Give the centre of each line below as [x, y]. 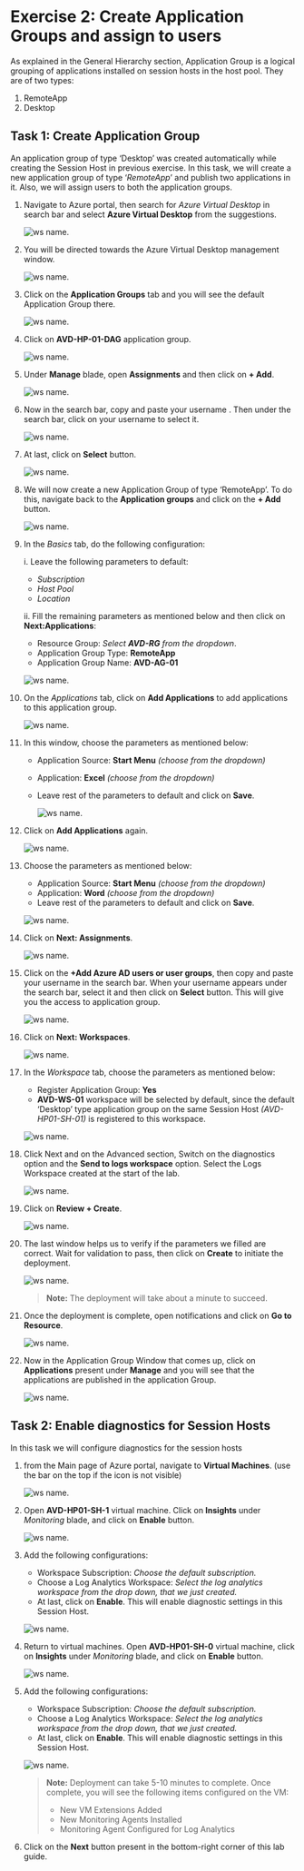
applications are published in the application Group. [120, 1379]
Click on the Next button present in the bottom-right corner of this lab [154, 1846]
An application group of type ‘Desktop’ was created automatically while [143, 158]
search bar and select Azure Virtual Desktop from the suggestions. [150, 214]
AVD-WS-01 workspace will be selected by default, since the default [166, 1099]
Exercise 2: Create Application [127, 17]
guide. [35, 1856]
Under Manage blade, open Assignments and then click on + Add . [149, 374]
